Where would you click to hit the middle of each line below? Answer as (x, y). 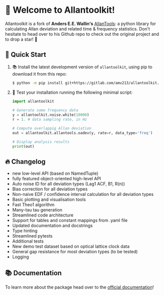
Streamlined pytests (32, 236)
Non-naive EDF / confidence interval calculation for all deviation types (83, 194)
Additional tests (28, 241)
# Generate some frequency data (45, 110)
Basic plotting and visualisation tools (49, 200)
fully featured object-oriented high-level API (57, 179)
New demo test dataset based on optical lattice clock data (71, 246)
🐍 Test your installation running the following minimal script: (72, 92)
